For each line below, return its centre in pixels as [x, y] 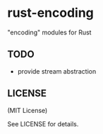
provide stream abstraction [57, 71]
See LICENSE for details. [43, 123]
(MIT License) [28, 110]
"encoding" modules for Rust [49, 32]
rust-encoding [50, 13]
